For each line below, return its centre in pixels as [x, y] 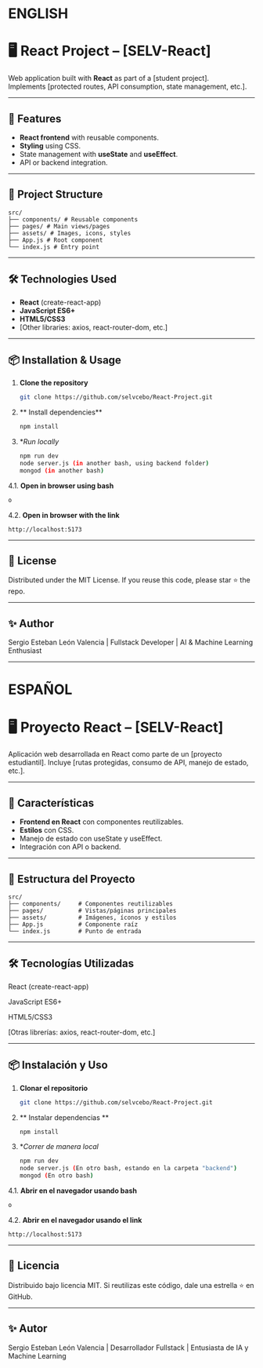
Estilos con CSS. [47, 830]
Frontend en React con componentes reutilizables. [101, 822]
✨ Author [31, 624]
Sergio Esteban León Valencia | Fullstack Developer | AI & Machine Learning [131, 642]
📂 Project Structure [56, 194]
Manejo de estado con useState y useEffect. [91, 839]
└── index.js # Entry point [54, 247]
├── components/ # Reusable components [73, 219]
